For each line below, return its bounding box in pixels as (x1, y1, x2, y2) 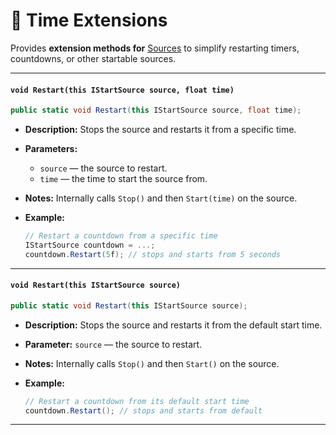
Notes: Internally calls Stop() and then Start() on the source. (24, 357, 280, 369)
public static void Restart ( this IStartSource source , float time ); (10, 105, 302, 116)
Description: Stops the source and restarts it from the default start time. (24, 319, 323, 331)
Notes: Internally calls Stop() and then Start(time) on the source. (24, 192, 298, 204)
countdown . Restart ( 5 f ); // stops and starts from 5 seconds (24, 249, 281, 259)
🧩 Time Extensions (10, 9, 168, 32)
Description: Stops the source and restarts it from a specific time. (24, 124, 297, 136)
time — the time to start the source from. (39, 173, 208, 185)
